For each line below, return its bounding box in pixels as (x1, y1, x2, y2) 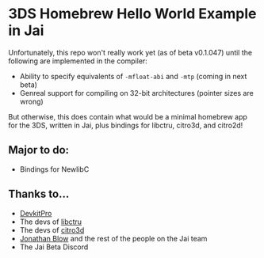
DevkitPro (19, 208, 52, 218)
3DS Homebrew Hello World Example (8, 5, 257, 23)
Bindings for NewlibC (19, 164, 90, 174)
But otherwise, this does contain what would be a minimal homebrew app (8, 112, 248, 121)
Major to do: (8, 143, 70, 157)
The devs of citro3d (19, 225, 85, 234)
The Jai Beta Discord (19, 242, 89, 252)
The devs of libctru (19, 217, 82, 226)
